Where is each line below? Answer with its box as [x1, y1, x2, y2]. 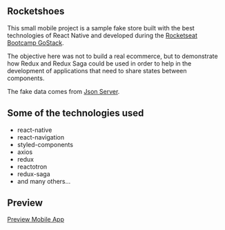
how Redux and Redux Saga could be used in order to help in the [7, 59, 192, 68]
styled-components [17, 140, 74, 148]
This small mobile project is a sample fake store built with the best [7, 23, 195, 32]
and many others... [17, 177, 71, 185]
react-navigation [17, 133, 65, 141]
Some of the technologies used [7, 107, 144, 119]
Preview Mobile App [7, 215, 64, 224]
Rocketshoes [7, 6, 65, 17]
